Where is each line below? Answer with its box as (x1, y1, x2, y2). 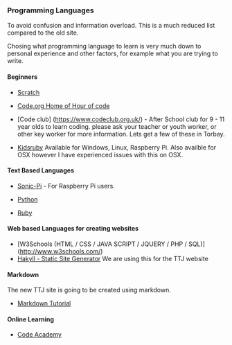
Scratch (17, 88, 40, 96)
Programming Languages (7, 6, 95, 15)
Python (17, 195, 38, 203)
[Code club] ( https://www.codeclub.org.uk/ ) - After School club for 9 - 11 (17, 115, 225, 123)
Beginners (7, 72, 38, 81)
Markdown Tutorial (17, 299, 71, 308)
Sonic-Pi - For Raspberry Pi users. (17, 182, 116, 190)
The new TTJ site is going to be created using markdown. (7, 286, 171, 294)
